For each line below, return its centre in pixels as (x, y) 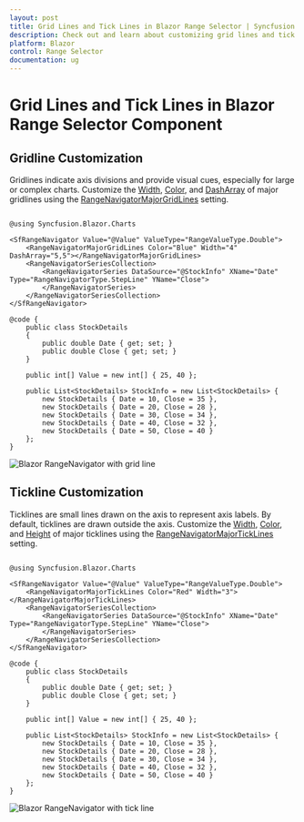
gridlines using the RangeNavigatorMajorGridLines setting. (119, 199)
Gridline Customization (76, 158)
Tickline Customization (76, 492)
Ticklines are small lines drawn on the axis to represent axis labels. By (140, 514)
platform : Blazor (42, 43)
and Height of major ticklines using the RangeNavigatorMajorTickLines (142, 533)
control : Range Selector (56, 52)
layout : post (34, 18)
